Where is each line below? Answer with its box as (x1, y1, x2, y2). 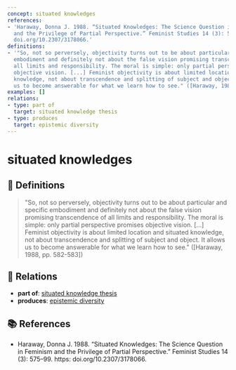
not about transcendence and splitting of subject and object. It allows (24, 235, 225, 244)
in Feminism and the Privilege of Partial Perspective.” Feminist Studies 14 (17, 348, 228, 356)
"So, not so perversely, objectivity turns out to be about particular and (24, 198, 228, 206)
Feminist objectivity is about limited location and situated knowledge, (24, 227, 225, 236)
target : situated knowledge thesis (13, 108, 118, 115)
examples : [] (7, 88, 46, 95)
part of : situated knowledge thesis (17, 289, 117, 298)
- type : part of (7, 102, 55, 109)
